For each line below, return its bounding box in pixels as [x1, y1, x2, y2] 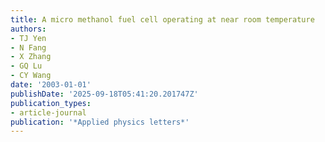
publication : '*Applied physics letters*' [10, 117, 190, 127]
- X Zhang [10, 52, 52, 62]
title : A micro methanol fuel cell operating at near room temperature [10, 14, 315, 25]
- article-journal [10, 107, 87, 118]
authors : [10, 24, 47, 34]
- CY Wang [10, 71, 52, 81]
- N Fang [10, 42, 47, 53]
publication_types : [10, 98, 92, 108]
